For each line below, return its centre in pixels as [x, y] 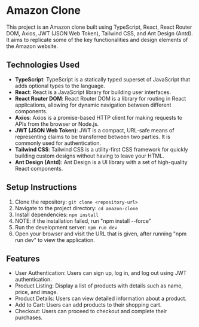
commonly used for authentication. [58, 143]
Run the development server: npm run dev [66, 227]
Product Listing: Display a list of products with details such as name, [99, 286]
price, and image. [36, 292]
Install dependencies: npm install [56, 214]
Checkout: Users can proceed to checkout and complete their [91, 311]
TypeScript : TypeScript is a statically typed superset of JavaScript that [102, 79]
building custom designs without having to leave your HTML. [89, 156]
